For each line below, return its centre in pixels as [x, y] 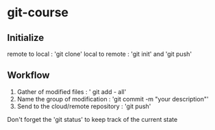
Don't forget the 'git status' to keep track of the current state [92, 119]
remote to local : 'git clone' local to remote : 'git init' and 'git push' [100, 54]
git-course [38, 13]
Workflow [28, 75]
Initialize [26, 38]
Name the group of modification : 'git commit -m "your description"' [113, 99]
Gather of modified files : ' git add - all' [72, 92]
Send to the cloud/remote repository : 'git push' [84, 106]
